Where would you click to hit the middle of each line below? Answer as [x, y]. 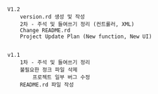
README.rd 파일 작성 [47, 85]
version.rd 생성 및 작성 [53, 17]
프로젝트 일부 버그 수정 [61, 77]
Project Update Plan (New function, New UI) [86, 36]
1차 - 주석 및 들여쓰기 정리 [55, 62]
